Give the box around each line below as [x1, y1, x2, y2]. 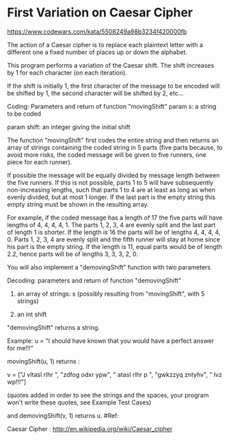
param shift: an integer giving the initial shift [7, 122, 131, 131]
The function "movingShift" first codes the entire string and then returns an [7, 135, 219, 144]
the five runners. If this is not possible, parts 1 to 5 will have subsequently [7, 178, 214, 186]
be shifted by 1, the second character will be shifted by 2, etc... [7, 89, 184, 97]
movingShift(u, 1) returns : [7, 357, 80, 365]
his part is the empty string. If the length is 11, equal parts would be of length [7, 242, 222, 250]
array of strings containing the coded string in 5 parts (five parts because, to [7, 143, 223, 151]
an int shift [16, 310, 47, 318]
